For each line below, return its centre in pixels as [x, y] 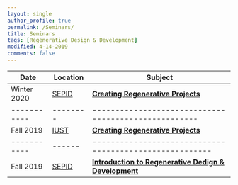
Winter [22, 89]
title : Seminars [31, 34]
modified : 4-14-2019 [38, 47]
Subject [160, 77]
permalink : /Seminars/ [41, 27]
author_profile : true [39, 21]
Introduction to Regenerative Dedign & [158, 162]
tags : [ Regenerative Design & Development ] [73, 40]
